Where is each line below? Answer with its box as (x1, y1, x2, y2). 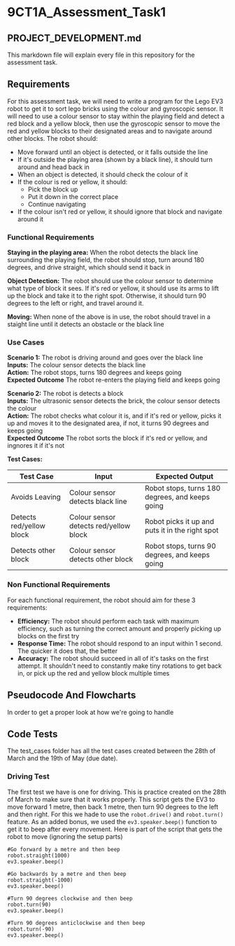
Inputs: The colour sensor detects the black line (7, 361, 146, 369)
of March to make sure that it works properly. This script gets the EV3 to (7, 795, 215, 803)
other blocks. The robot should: (7, 134, 98, 142)
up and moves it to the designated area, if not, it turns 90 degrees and (7, 419, 209, 427)
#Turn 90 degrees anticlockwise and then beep (7, 919, 145, 926)
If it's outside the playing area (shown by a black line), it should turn (17, 155, 213, 163)
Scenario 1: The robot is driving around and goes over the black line (7, 353, 204, 362)
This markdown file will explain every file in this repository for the (7, 50, 195, 59)
